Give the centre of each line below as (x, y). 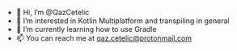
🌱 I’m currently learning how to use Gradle (86, 29)
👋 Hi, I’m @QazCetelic (53, 12)
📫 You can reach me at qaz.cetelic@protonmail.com (104, 38)
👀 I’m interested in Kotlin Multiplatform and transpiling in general (123, 21)
